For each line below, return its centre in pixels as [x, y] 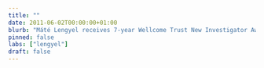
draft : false [29, 52]
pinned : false [31, 37]
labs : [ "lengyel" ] [38, 45]
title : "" [24, 15]
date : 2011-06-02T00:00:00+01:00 [63, 23]
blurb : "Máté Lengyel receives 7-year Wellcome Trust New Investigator [128, 30]
